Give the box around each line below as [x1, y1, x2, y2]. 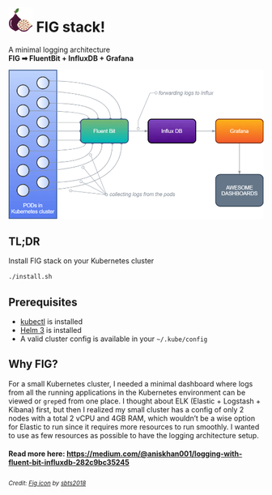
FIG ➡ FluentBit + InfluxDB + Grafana [8, 53, 134, 63]
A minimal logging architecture [8, 45, 111, 54]
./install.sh [8, 273, 53, 281]
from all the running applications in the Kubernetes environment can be [8, 387, 246, 397]
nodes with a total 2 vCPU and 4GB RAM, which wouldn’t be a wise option [8, 413, 256, 423]
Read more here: [8, 449, 66, 459]
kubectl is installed [19, 317, 83, 326]
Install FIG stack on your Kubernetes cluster [8, 256, 155, 266]
